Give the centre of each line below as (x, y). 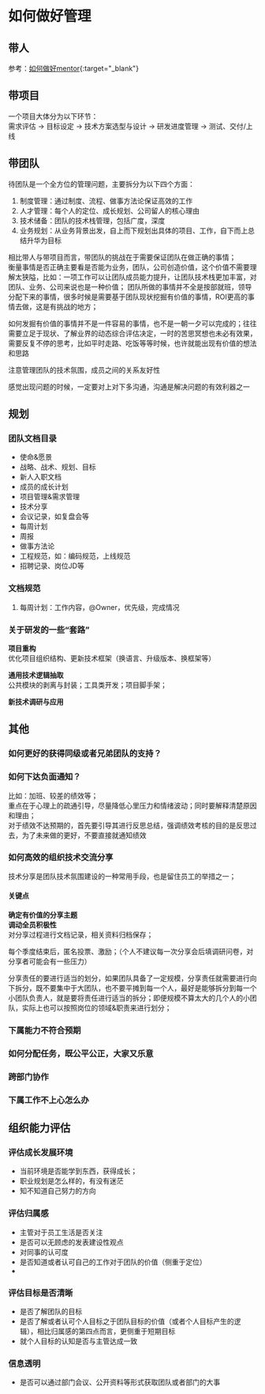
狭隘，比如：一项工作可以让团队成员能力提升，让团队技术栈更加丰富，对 (139, 277)
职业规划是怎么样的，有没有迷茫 (71, 1181)
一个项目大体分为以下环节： (53, 116)
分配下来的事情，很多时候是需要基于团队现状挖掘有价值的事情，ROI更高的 (128, 297)
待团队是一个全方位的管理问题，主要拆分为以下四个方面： (101, 184)
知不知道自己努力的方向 (58, 1191)
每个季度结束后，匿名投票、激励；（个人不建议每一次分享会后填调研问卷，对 (131, 952)
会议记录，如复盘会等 (54, 517)
